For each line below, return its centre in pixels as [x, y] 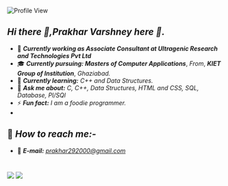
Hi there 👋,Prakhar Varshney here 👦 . [86, 32]
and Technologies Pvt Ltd [54, 55]
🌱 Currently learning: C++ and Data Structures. [85, 80]
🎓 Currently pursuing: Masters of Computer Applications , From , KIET [119, 63]
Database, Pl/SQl [41, 95]
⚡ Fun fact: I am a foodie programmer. [72, 103]
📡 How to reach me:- [52, 134]
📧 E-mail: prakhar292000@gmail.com [71, 150]
